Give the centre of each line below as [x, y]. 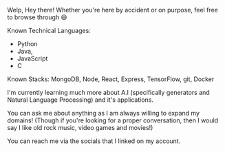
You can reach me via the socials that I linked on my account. [94, 141]
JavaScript [32, 58]
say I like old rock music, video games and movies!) [80, 128]
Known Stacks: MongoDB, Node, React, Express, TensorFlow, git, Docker [111, 79]
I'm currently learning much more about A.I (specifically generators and [108, 93]
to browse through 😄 [37, 17]
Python [27, 44]
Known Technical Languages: [49, 31]
